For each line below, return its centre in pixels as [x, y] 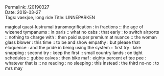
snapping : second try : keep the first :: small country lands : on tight [74, 53]
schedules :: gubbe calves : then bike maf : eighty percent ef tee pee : [76, 58]
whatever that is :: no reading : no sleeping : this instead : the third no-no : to [82, 63]
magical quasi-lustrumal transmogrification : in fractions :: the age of [74, 27]
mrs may [14, 68]
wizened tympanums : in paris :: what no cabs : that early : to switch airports [82, 32]
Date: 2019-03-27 [23, 12]
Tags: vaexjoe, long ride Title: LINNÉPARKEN [50, 17]
